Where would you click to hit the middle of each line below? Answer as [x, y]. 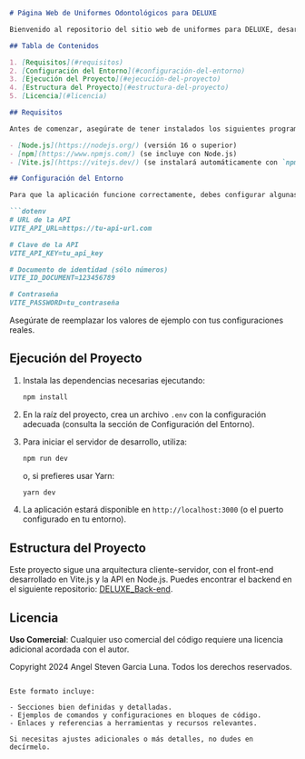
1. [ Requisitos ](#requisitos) [67, 62]
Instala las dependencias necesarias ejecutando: [114, 380]
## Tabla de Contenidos [54, 45]
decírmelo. [30, 747]
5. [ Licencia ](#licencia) [58, 96]
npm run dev [45, 458]
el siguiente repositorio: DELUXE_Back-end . [91, 589]
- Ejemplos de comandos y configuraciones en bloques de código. [135, 715]
